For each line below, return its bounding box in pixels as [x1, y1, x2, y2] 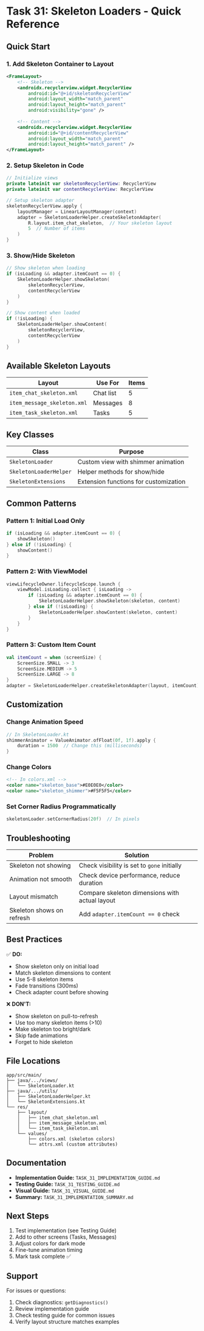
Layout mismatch [9, 893, 59, 901]
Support [6, 1271, 38, 1281]
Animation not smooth [9, 875, 72, 883]
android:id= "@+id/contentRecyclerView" [28, 130, 129, 136]
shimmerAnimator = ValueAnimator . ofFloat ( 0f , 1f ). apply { [6, 737, 156, 743]
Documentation [6, 1158, 67, 1168]
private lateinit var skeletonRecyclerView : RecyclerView [6, 181, 156, 187]
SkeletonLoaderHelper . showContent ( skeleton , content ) [38, 609, 178, 615]
